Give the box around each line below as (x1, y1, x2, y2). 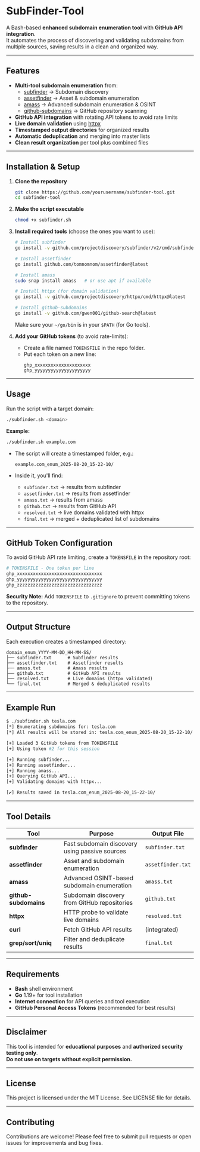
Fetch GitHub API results (63, 925, 132, 933)
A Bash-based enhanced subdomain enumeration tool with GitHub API (6, 24, 183, 31)
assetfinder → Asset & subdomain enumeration (23, 94, 139, 102)
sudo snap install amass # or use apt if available (14, 278, 151, 284)
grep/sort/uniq (9, 939, 52, 947)
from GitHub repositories (63, 898, 133, 907)
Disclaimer (6, 1027, 47, 1037)
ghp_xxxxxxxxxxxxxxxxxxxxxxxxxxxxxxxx (6, 571, 102, 577)
